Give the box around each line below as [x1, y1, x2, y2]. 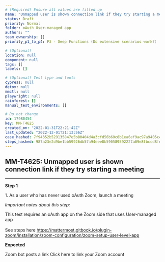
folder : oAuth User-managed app [5, 26, 71, 31]
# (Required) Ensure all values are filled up [5, 7, 102, 12]
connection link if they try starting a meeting [5, 165, 144, 173]
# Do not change [5, 112, 38, 117]
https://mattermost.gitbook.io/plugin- [36, 227, 112, 233]
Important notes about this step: [5, 202, 70, 208]
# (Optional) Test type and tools [5, 75, 76, 80]
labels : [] [5, 66, 27, 71]
